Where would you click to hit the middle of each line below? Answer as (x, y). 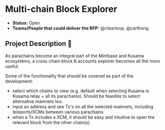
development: (19, 81)
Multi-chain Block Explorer (61, 9)
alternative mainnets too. (38, 101)
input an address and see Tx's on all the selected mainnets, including (83, 106)
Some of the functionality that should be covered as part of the (69, 76)
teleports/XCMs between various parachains (58, 112)
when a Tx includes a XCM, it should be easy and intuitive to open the (83, 117)
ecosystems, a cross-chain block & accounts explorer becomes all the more (82, 61)
